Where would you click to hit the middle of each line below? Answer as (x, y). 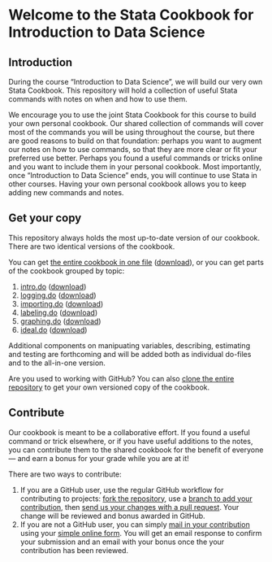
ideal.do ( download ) (54, 329)
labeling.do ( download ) (59, 312)
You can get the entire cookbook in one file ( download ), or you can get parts (136, 262)
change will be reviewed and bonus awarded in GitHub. (112, 516)
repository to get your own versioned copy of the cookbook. (109, 387)
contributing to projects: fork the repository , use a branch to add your (136, 499)
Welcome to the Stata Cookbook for (131, 15)
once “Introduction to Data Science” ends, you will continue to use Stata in (133, 175)
